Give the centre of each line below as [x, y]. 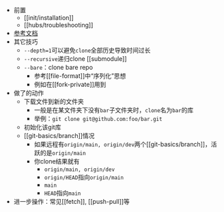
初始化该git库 [42, 127]
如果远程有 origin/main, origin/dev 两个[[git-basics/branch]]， [123, 144]
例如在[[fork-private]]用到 [70, 84]
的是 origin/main [63, 153]
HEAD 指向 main [62, 193]
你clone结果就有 [57, 161]
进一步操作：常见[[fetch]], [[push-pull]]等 [71, 201]
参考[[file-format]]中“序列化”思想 [80, 76]
